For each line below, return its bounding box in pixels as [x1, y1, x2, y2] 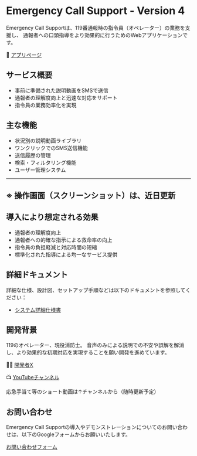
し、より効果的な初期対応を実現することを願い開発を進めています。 [6, 349, 170, 356]
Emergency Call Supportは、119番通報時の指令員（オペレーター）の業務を [6, 24, 186, 31]
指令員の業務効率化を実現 [14, 101, 77, 108]
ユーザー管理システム [14, 166, 66, 173]
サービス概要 [6, 70, 53, 80]
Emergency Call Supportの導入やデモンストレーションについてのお [6, 424, 168, 431]
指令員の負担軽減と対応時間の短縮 [14, 243, 97, 250]
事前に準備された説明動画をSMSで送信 [14, 87, 108, 94]
